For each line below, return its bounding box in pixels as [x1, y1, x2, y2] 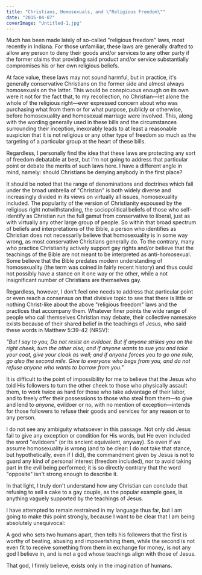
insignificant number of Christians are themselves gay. [6, 277, 142, 284]
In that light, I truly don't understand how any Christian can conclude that [6, 482, 188, 489]
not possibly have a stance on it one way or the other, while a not [6, 270, 168, 277]
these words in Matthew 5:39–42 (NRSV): [6, 327, 110, 334]
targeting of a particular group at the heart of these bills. [6, 138, 146, 145]
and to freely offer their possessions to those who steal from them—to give [6, 395, 193, 402]
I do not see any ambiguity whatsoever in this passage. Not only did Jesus [6, 426, 191, 433]
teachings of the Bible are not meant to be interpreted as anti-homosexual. [6, 251, 192, 258]
